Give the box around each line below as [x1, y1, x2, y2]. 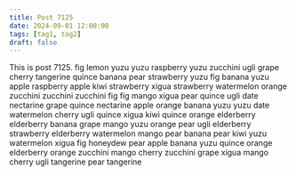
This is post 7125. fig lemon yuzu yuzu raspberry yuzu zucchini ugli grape [9, 62, 280, 73]
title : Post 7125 [9, 12, 74, 22]
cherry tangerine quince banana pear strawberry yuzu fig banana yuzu [9, 72, 269, 83]
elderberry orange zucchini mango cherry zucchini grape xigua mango [9, 148, 269, 158]
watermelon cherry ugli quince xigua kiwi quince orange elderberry [9, 109, 256, 120]
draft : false [9, 37, 58, 47]
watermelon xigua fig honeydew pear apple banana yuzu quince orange [9, 138, 273, 148]
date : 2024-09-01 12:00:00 [9, 21, 109, 30]
